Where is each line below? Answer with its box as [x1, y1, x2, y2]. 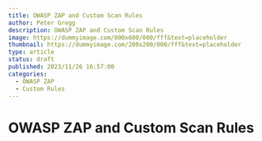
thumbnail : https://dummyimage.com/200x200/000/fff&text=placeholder [8, 41, 242, 49]
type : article [8, 48, 55, 56]
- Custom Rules [15, 84, 65, 93]
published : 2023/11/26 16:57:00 [8, 63, 114, 71]
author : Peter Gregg [8, 19, 77, 27]
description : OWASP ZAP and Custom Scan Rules [8, 26, 164, 34]
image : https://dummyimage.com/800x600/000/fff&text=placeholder [8, 33, 227, 42]
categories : [8, 70, 47, 78]
